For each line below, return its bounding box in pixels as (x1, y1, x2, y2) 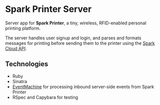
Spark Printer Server (5, 3, 92, 15)
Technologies (5, 60, 49, 68)
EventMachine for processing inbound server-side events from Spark (12, 84, 155, 90)
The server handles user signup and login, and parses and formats (5, 35, 142, 41)
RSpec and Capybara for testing (12, 94, 79, 100)
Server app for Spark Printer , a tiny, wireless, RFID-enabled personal (5, 20, 147, 26)
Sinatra (12, 78, 27, 84)
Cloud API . (5, 45, 27, 51)
